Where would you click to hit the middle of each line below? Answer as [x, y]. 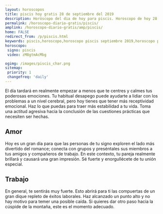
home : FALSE [17, 32]
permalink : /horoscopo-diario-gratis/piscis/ [52, 23]
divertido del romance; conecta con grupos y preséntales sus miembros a [79, 148]
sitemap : [14, 68]
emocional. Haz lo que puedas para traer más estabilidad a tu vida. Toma [78, 106]
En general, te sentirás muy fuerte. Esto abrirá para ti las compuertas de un [80, 191]
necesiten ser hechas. [27, 116]
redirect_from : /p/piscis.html [37, 37]
